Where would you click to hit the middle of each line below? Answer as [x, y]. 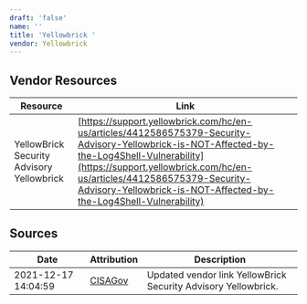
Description [220, 259]
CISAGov [109, 280]
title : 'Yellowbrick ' [53, 35]
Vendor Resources [64, 80]
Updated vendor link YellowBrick [217, 275]
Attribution [114, 259]
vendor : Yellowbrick [49, 43]
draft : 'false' [38, 18]
